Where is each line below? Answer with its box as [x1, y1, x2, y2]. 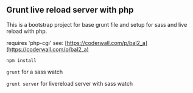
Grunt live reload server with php [6, 5, 134, 15]
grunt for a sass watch [6, 68, 63, 75]
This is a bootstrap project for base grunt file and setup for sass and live [6, 21, 188, 28]
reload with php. [6, 27, 47, 35]
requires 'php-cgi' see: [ [6, 39, 67, 46]
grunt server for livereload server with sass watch [6, 80, 133, 87]
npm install [6, 57, 37, 63]
